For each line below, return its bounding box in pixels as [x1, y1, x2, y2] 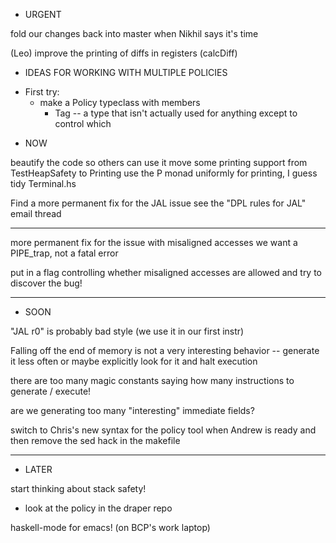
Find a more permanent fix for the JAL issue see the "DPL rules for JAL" [10, 197, 307, 209]
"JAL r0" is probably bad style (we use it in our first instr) [10, 325, 245, 337]
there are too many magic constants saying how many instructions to [10, 375, 295, 386]
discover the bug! [10, 277, 83, 289]
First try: [24, 86, 60, 98]
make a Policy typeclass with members [39, 97, 201, 108]
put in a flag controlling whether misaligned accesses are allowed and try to [10, 267, 323, 278]
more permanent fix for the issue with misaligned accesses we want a [10, 237, 298, 248]
